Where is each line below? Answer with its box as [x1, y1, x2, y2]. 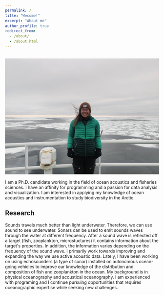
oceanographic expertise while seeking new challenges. [5, 284, 118, 290]
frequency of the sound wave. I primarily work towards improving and [5, 248, 145, 254]
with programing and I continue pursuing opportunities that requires [5, 279, 142, 285]
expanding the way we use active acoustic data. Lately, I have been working [5, 253, 158, 259]
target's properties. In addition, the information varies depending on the [5, 243, 149, 248]
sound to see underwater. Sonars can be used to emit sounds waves [5, 227, 143, 233]
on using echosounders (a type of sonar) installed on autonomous [5, 258, 138, 264]
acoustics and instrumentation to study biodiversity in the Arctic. [5, 195, 135, 200]
